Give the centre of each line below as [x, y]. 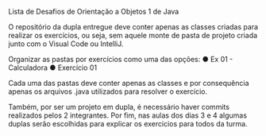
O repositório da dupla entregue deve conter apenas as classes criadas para [133, 27]
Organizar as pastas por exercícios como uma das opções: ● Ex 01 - [121, 59]
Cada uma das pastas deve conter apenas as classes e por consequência [129, 83]
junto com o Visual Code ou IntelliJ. [66, 44]
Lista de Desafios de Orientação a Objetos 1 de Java [94, 12]
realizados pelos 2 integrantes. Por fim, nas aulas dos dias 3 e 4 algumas [128, 115]
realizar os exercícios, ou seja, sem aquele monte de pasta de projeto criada [133, 35]
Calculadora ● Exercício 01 [53, 68]
